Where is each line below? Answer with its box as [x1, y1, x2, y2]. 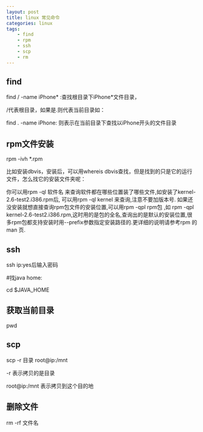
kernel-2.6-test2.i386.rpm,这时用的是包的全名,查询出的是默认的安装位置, [6, 211, 187, 219]
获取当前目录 [6, 305, 55, 316]
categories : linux [6, 20, 53, 26]
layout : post [6, 9, 39, 15]
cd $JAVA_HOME [6, 286, 50, 293]
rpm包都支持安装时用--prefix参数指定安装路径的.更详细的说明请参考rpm [11, 219, 191, 226]
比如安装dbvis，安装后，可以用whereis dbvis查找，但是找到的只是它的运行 [6, 168, 193, 175]
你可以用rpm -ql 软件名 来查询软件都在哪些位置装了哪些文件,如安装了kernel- [6, 188, 196, 196]
